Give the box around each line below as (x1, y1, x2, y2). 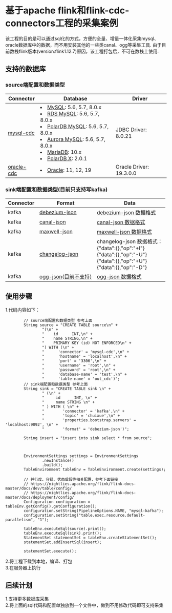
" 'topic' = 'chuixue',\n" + (41, 413, 120, 418)
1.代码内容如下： (5, 306, 40, 313)
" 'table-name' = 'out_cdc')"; (41, 376, 120, 381)
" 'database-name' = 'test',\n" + (41, 372, 127, 377)
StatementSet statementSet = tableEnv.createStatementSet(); (24, 535, 157, 540)
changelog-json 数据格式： (97, 238, 163, 245)
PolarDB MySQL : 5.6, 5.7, (47, 122, 109, 130)
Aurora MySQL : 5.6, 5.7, (47, 135, 106, 142)
